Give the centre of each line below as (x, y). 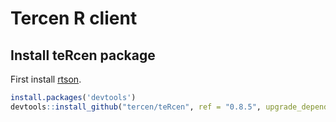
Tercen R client (74, 18)
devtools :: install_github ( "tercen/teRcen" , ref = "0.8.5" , (136, 107)
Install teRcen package (83, 55)
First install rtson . (46, 79)
